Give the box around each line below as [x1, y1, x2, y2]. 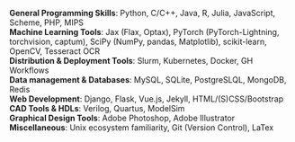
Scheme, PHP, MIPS [9, 17, 84, 28]
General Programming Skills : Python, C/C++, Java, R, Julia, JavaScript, [9, 8, 276, 18]
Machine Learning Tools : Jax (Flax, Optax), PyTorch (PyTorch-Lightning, [9, 27, 280, 37]
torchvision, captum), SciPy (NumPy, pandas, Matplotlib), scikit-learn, [9, 36, 267, 47]
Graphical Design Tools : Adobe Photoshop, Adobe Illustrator [9, 112, 236, 123]
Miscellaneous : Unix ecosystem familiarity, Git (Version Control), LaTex [9, 122, 274, 133]
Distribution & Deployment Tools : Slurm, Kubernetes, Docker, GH [9, 56, 254, 66]
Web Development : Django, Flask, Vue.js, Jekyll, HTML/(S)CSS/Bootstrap [9, 93, 284, 104]
